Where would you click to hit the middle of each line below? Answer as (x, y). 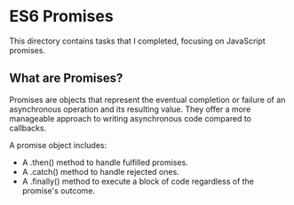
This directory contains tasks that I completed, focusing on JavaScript (138, 41)
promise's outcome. (59, 190)
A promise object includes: (58, 145)
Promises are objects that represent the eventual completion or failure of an (147, 99)
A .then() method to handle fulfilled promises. (105, 162)
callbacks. (28, 128)
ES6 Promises (61, 16)
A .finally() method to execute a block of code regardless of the (138, 181)
